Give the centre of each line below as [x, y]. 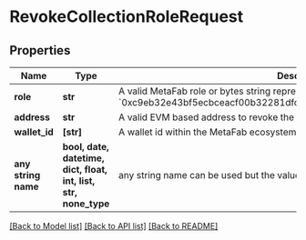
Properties [40, 50]
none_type [86, 204]
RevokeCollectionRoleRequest [127, 17]
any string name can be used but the [197, 175]
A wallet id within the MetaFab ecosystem [207, 132]
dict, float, [85, 170]
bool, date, [86, 147]
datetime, [83, 158]
